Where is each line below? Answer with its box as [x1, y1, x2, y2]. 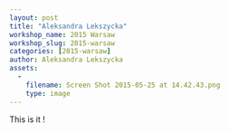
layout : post [9, 13, 59, 23]
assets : [9, 64, 39, 73]
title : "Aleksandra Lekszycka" [9, 22, 128, 31]
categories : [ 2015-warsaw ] [9, 47, 111, 56]
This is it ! [9, 114, 45, 125]
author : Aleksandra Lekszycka [9, 55, 124, 64]
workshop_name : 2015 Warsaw [9, 30, 116, 39]
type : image [25, 89, 71, 98]
